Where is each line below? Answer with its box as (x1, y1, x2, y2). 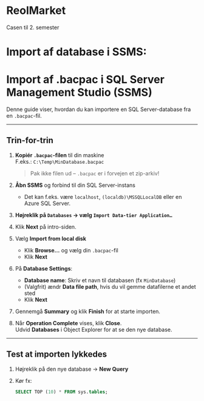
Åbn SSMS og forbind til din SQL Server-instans (15, 181, 135, 189)
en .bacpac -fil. (6, 112, 42, 120)
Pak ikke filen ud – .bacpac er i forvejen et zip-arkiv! (30, 169, 160, 177)
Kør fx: (15, 377, 32, 384)
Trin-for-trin (6, 135, 53, 146)
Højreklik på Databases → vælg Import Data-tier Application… (15, 211, 172, 218)
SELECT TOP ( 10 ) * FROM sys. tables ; (15, 389, 108, 395)
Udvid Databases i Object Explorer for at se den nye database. (15, 326, 172, 333)
